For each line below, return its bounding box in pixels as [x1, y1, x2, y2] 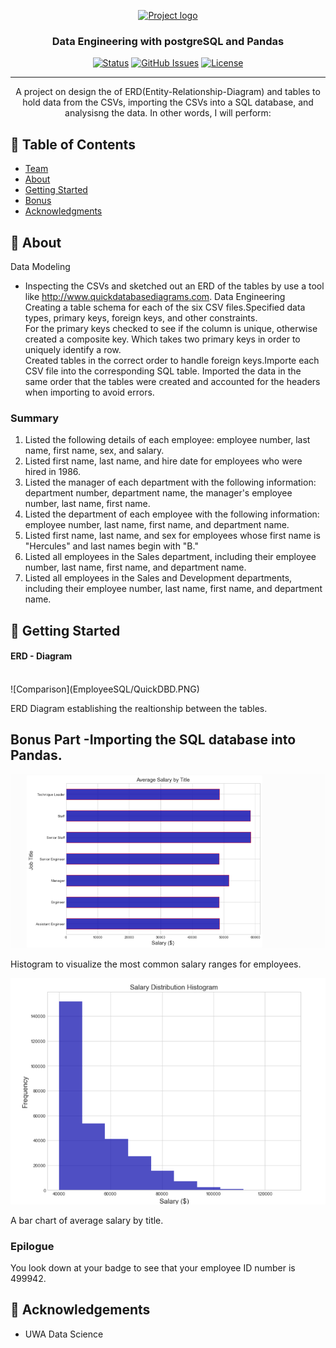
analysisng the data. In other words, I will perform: [64, 107, 272, 119]
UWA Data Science [24, 1328, 104, 1340]
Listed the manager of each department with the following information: [24, 476, 317, 489]
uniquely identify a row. [24, 343, 122, 355]
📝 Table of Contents [10, 136, 136, 153]
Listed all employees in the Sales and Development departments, [24, 572, 293, 584]
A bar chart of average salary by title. [10, 1214, 164, 1226]
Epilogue [10, 1239, 55, 1253]
